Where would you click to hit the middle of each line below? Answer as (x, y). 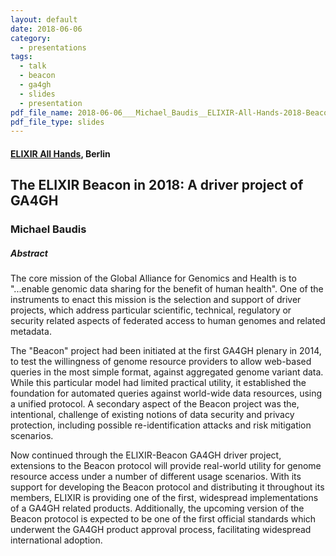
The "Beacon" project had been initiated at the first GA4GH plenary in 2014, (166, 351)
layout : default (44, 19)
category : (31, 38)
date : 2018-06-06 (46, 29)
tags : (21, 57)
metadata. (31, 332)
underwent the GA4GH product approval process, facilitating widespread (161, 530)
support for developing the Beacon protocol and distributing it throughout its (167, 487)
